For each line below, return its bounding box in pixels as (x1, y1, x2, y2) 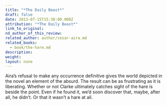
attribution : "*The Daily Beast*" (5, 21, 78, 27)
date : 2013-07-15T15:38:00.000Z (5, 17, 73, 22)
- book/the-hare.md (10, 45, 51, 50)
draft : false (5, 12, 33, 17)
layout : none (5, 59, 33, 64)
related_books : (5, 40, 37, 45)
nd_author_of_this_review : (5, 31, 62, 36)
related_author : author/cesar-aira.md (5, 36, 87, 41)
